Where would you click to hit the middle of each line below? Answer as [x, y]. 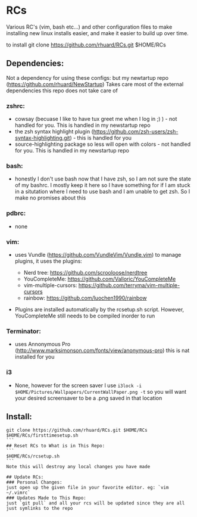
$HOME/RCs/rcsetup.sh [33, 456]
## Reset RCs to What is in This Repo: [56, 446]
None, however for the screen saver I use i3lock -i [78, 385]
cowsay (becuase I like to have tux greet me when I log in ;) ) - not [96, 119]
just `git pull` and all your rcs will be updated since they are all [96, 503]
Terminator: [24, 331]
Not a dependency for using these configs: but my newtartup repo [87, 77]
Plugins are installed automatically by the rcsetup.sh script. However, [99, 309]
